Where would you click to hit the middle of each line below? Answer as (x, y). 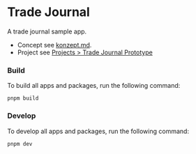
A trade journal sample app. (47, 31)
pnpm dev (20, 144)
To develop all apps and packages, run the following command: (98, 131)
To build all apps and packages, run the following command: (94, 86)
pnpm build (23, 98)
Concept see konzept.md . (54, 45)
